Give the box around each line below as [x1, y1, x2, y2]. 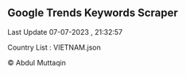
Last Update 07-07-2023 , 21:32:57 [7, 27, 123, 36]
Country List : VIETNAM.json [7, 43, 101, 52]
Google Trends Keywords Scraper [7, 6, 178, 20]
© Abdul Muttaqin [7, 58, 67, 67]
